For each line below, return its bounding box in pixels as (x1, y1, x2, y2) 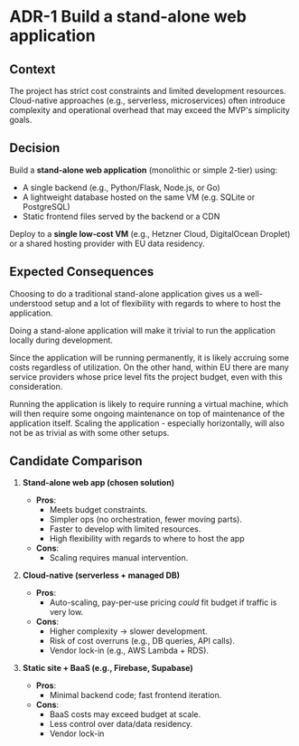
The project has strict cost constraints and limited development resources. (9, 86, 286, 96)
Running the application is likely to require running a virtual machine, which (9, 398, 289, 409)
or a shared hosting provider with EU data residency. (9, 238, 205, 249)
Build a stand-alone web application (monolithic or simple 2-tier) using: (9, 165, 278, 175)
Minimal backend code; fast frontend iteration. (49, 690, 222, 701)
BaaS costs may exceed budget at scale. (49, 709, 201, 720)
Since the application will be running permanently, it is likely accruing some (9, 352, 289, 363)
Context (9, 61, 56, 77)
